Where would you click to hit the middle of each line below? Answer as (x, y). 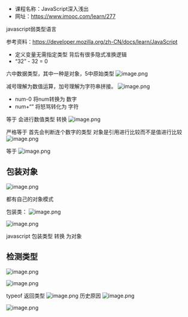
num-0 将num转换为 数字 (46, 99)
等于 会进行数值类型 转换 (37, 119)
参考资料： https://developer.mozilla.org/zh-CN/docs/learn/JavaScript (92, 42)
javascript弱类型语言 (31, 29)
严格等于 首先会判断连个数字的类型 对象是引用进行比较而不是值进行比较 (94, 132)
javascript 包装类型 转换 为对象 (44, 236)
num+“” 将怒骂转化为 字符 (47, 106)
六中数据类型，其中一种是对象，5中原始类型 (60, 73)
